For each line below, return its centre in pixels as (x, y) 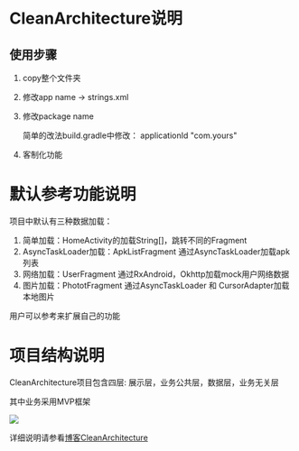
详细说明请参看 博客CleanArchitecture (79, 437)
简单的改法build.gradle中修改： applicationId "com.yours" (130, 135)
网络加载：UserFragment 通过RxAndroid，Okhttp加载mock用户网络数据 (156, 274)
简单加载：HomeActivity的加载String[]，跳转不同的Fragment (135, 240)
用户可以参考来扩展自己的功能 (65, 316)
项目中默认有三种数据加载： (61, 221)
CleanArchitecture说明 (96, 18)
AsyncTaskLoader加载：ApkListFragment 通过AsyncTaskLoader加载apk (156, 251)
